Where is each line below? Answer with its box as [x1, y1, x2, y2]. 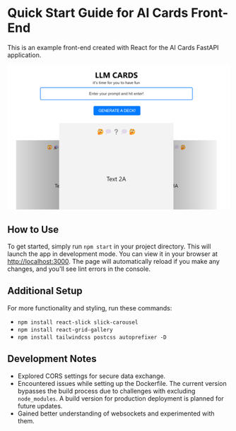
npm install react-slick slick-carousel [17, 319, 138, 326]
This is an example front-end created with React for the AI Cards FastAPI [7, 43, 219, 51]
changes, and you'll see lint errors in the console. [7, 265, 151, 273]
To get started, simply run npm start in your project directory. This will [7, 242, 211, 251]
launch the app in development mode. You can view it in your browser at [7, 250, 218, 258]
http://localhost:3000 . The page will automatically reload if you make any [7, 257, 220, 266]
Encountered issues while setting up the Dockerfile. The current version [17, 379, 228, 387]
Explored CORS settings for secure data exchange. [17, 372, 166, 380]
